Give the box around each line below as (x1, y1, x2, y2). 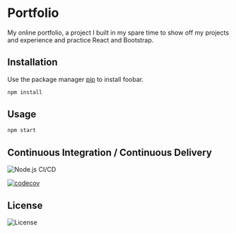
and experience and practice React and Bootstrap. (7, 35, 154, 44)
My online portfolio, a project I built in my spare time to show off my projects (7, 28, 230, 37)
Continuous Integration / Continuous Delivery (7, 146, 212, 158)
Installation (7, 56, 58, 68)
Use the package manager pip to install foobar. (7, 75, 143, 83)
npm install (7, 88, 42, 96)
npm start (7, 127, 37, 134)
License (7, 199, 43, 211)
